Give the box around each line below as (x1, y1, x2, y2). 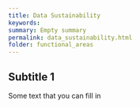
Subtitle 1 (8, 70, 55, 84)
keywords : (8, 19, 41, 27)
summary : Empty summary (8, 26, 87, 34)
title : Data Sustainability (8, 11, 101, 20)
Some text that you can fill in (8, 91, 101, 100)
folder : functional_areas (8, 41, 93, 49)
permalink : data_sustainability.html (8, 33, 133, 42)
